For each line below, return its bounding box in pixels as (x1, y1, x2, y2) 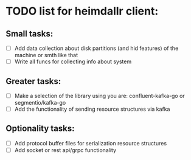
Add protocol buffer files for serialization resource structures (14, 139, 167, 147)
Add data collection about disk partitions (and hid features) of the (14, 44, 179, 52)
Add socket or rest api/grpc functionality (14, 146, 117, 153)
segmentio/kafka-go (14, 99, 66, 106)
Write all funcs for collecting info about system (14, 58, 132, 65)
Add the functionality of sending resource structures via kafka (14, 105, 170, 113)
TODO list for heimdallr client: (5, 4, 159, 18)
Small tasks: (5, 29, 54, 39)
